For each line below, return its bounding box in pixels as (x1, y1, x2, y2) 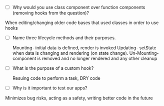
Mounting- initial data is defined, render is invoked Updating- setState (12, 45, 156, 51)
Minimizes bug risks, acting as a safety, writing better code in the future (5, 95, 153, 101)
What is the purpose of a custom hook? (12, 65, 94, 71)
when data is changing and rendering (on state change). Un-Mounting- (12, 50, 159, 56)
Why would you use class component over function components (12, 5, 145, 10)
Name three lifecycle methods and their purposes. (12, 35, 116, 41)
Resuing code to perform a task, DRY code (12, 75, 101, 81)
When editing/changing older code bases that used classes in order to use (5, 20, 159, 26)
